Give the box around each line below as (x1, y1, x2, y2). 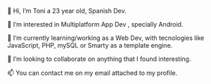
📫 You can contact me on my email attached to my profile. (7, 69, 178, 77)
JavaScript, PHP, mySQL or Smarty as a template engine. (7, 41, 173, 49)
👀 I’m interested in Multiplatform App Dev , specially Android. (7, 20, 184, 28)
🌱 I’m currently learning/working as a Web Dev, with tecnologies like (7, 34, 205, 42)
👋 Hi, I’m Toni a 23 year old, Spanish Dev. (7, 7, 127, 15)
